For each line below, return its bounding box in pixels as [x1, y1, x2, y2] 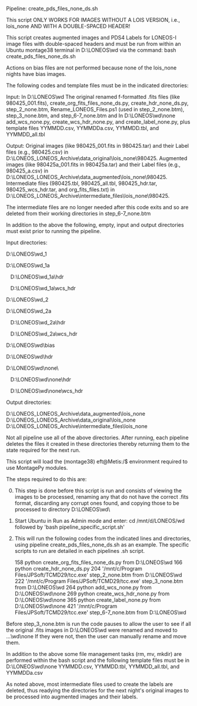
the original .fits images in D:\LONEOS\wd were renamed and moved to [6, 627, 178, 634]
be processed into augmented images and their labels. [6, 693, 138, 700]
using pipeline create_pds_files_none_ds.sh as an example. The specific [14, 541, 189, 548]
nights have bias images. [6, 71, 66, 77]
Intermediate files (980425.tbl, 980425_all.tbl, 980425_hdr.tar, [6, 180, 158, 187]
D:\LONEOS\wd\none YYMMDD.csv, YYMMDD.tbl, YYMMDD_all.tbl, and [6, 663, 180, 670]
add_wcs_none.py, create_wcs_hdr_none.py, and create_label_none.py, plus [6, 118, 191, 125]
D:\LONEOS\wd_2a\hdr [10, 319, 66, 326]
